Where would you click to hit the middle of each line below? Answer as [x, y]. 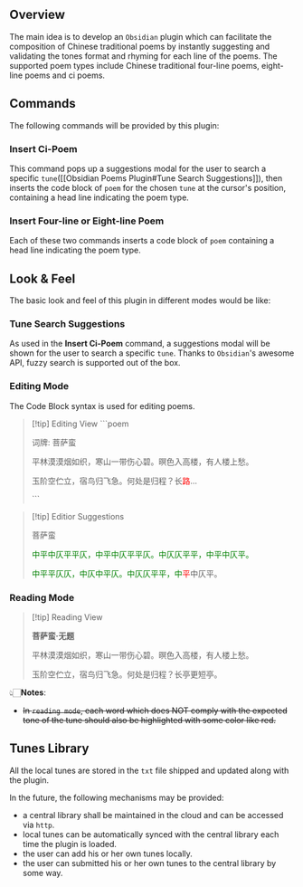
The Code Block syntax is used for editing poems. [103, 405]
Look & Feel [43, 278]
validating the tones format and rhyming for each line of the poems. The [143, 56]
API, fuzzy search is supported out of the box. [95, 363]
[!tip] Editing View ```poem [80, 424]
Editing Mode [39, 386]
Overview [38, 15]
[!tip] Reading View [67, 617]
